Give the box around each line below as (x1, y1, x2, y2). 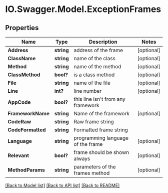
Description (88, 39, 117, 45)
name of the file (73, 79, 111, 86)
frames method (73, 169, 110, 176)
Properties (5, 24, 39, 32)
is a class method (73, 71, 115, 78)
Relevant (7, 152, 29, 159)
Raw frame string (73, 118, 114, 125)
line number (73, 88, 102, 94)
